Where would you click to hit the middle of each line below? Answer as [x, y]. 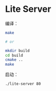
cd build [14, 55]
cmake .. [14, 60]
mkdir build [17, 50]
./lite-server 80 [23, 84]
